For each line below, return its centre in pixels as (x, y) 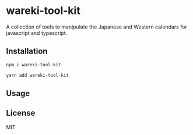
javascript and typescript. (37, 33)
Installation (27, 51)
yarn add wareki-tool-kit (37, 75)
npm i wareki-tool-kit (34, 65)
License (21, 113)
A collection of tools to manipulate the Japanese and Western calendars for (97, 27)
